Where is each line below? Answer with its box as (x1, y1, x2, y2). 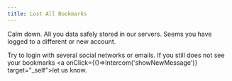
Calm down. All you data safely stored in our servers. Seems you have (7, 30, 212, 38)
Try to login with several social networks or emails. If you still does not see (7, 51, 225, 59)
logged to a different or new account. (7, 37, 116, 46)
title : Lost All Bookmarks (7, 10, 87, 18)
